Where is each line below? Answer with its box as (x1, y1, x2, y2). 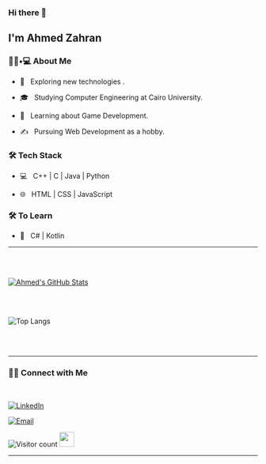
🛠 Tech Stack (8, 149, 63, 160)
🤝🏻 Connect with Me (8, 368, 89, 379)
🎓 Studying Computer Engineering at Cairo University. (19, 92, 203, 102)
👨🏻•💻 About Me (8, 55, 72, 66)
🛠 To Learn (8, 209, 53, 221)
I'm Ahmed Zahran (8, 32, 102, 45)
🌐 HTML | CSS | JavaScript (19, 189, 113, 198)
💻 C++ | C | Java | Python (19, 171, 110, 180)
